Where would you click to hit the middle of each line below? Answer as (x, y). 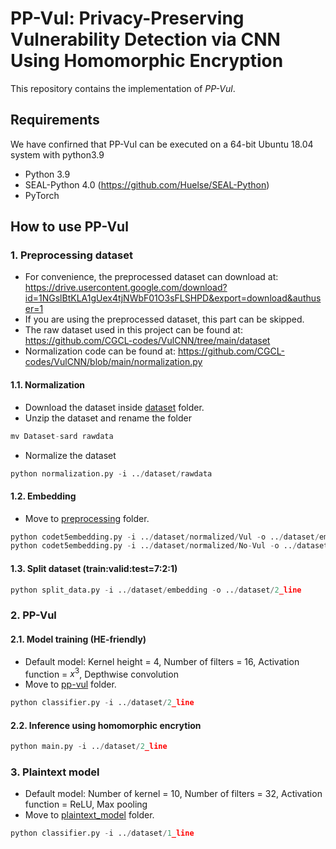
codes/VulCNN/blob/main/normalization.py (113, 362)
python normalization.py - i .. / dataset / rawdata (111, 473)
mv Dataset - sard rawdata (62, 436)
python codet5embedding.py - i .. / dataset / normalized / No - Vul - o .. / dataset (169, 546)
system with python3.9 (57, 154)
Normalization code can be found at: (100, 351)
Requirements (55, 120)
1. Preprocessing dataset (71, 255)
